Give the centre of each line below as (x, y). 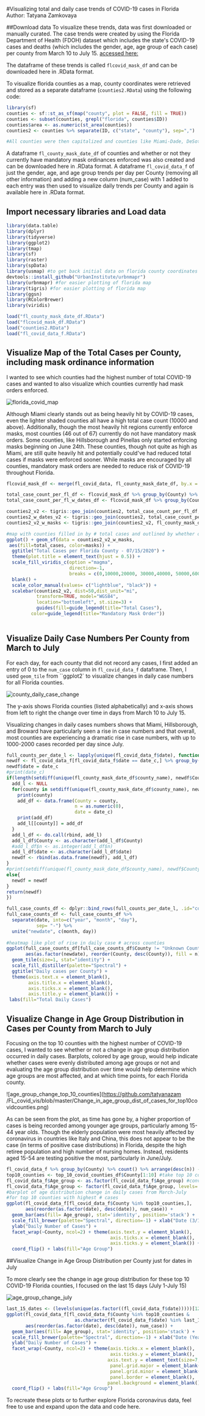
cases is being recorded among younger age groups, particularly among (97, 1126)
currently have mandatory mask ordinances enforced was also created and (101, 160)
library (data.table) (33, 226)
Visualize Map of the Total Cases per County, (94, 353)
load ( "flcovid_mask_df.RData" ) (46, 322)
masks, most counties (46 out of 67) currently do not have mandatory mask (101, 433)
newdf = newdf (30, 880)
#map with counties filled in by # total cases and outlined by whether (101, 534)
